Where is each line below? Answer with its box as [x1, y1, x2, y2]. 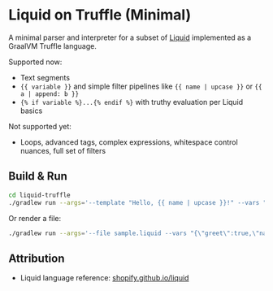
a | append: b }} [19, 89, 80, 98]
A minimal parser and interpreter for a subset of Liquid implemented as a [8, 33, 252, 42]
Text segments [19, 72, 71, 82]
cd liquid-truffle [8, 191, 71, 199]
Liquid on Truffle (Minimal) [8, 6, 192, 24]
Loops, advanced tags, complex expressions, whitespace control [19, 137, 238, 147]
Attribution [8, 251, 65, 265]
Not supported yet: [8, 121, 71, 131]
